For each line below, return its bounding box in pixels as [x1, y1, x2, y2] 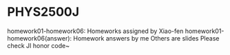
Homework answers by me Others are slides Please [73, 34, 220, 42]
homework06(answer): [7, 34, 72, 42]
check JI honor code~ [7, 41, 70, 49]
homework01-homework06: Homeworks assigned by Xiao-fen [7, 27, 184, 35]
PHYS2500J [7, 4, 80, 20]
